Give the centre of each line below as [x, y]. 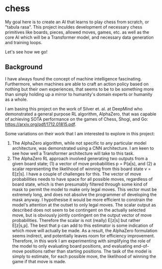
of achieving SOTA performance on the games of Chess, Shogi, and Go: [77, 119]
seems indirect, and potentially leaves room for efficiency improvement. [83, 236]
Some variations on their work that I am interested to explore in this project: [80, 133]
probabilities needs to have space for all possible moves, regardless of [82, 179]
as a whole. [16, 99]
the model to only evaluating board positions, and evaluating [72, 246]
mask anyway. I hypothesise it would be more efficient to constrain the [82, 200]
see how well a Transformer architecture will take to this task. [73, 153]
